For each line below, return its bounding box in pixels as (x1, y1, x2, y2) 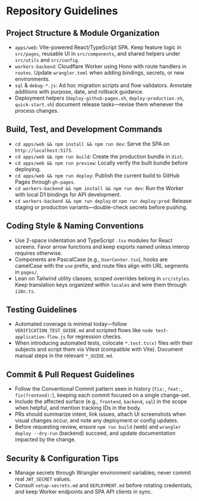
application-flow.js (14, 334, 66, 341)
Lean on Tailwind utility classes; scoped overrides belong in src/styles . (14, 274, 191, 282)
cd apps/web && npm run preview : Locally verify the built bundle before (14, 159, 188, 166)
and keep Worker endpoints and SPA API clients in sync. (14, 488, 153, 496)
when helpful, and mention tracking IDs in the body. (14, 404, 141, 412)
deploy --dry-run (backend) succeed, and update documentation (14, 429, 176, 437)
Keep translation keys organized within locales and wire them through (14, 281, 187, 288)
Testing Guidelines (6, 305, 77, 315)
